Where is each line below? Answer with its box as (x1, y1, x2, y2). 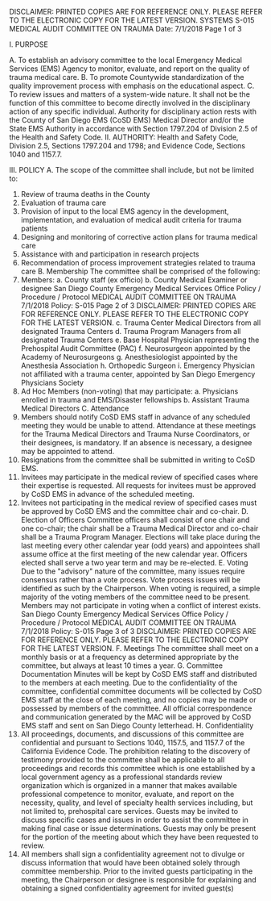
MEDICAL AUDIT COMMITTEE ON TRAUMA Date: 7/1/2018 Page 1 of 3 (9, 24, 242, 33)
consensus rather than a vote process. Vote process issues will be (20, 575, 240, 584)
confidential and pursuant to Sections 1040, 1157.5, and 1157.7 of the (20, 738, 245, 747)
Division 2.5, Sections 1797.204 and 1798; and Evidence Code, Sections (9, 141, 246, 150)
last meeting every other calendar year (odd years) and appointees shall (20, 540, 261, 550)
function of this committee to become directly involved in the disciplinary (9, 98, 251, 107)
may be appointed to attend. (20, 447, 115, 456)
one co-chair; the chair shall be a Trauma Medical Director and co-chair (20, 523, 259, 533)
